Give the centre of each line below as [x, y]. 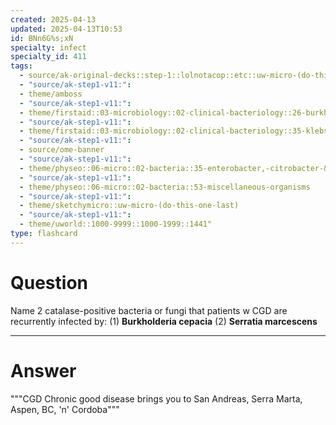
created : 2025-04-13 [53, 19]
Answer [43, 370]
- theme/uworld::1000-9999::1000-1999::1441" [116, 224]
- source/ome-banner [62, 150]
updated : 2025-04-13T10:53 [66, 29]
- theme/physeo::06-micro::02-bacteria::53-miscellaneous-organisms [165, 187]
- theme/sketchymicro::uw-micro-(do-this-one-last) [129, 206]
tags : [21, 66]
